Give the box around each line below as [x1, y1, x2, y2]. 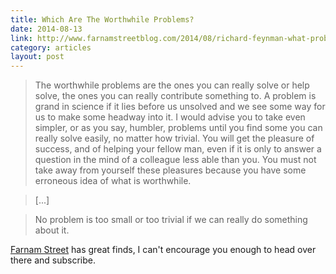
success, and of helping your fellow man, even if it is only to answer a [34, 143, 322, 155]
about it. [34, 224, 70, 236]
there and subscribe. [10, 254, 96, 266]
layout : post [10, 52, 65, 62]
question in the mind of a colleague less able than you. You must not [34, 154, 317, 166]
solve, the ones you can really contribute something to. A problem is [34, 90, 317, 102]
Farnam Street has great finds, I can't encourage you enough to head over [10, 244, 317, 256]
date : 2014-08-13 [10, 24, 83, 34]
